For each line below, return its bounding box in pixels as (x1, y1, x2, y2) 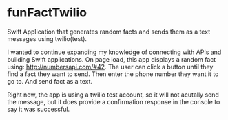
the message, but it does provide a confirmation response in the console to (7, 97, 220, 106)
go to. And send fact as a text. (7, 77, 93, 85)
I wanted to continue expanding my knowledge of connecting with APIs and (7, 48, 222, 56)
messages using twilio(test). (7, 34, 87, 43)
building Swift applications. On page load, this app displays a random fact (7, 55, 216, 63)
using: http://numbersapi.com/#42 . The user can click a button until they (7, 62, 214, 71)
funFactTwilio (7, 5, 87, 21)
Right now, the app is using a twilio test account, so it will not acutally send (7, 91, 219, 99)
